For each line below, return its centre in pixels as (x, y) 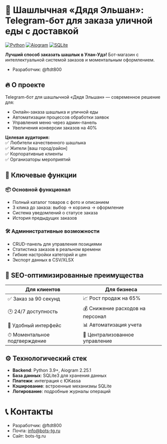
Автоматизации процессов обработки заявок (61, 117)
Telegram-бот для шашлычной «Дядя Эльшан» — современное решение (83, 97)
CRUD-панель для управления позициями (57, 244)
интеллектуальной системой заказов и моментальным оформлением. (80, 60)
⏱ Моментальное (29, 334)
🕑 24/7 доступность (33, 311)
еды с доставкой (42, 31)
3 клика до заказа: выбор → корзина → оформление (68, 207)
